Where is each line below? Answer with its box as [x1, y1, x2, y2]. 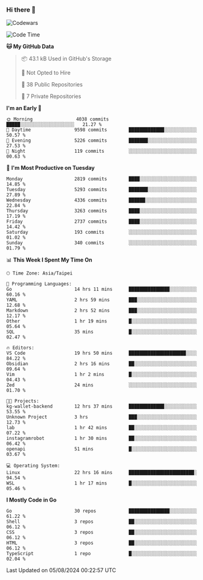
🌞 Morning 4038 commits [6, 116, 109, 122]
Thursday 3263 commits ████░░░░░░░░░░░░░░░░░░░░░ [6, 208, 198, 214]
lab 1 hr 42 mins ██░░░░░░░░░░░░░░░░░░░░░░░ [6, 425, 198, 431]
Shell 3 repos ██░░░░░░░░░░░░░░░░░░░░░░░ [6, 519, 198, 525]
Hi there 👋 [6, 5, 36, 14]
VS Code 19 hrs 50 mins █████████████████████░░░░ [6, 350, 198, 357]
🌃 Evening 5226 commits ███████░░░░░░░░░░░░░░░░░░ [6, 138, 198, 144]
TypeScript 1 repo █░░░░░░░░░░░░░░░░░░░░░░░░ [6, 551, 198, 557]
